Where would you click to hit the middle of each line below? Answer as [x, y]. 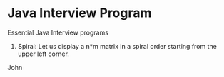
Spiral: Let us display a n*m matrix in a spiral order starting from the [117, 46]
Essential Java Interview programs [58, 32]
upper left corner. [44, 54]
